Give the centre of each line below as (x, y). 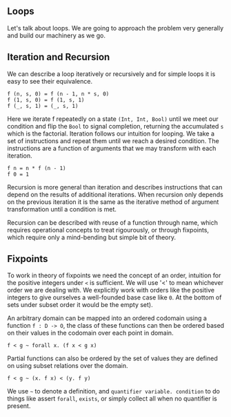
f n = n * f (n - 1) (37, 168)
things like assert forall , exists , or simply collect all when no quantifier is (112, 399)
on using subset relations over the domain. (68, 366)
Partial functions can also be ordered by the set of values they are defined (113, 358)
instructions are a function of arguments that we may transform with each (112, 148)
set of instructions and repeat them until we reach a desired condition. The (113, 140)
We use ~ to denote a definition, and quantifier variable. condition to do (114, 391)
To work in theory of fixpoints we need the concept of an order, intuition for (114, 275)
